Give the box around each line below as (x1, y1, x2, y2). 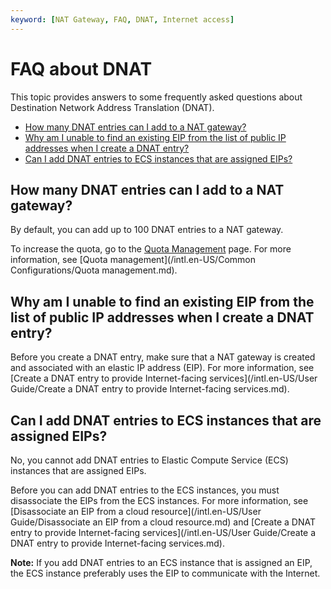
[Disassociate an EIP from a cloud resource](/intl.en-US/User (10, 506, 262, 517)
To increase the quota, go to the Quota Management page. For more (10, 243, 292, 255)
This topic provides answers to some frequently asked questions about (10, 91, 303, 103)
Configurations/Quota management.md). (10, 264, 178, 276)
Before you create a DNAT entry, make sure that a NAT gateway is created (10, 351, 316, 363)
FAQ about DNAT (10, 57, 153, 80)
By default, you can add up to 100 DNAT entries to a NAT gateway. (10, 224, 284, 236)
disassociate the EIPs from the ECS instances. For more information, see (10, 495, 309, 506)
